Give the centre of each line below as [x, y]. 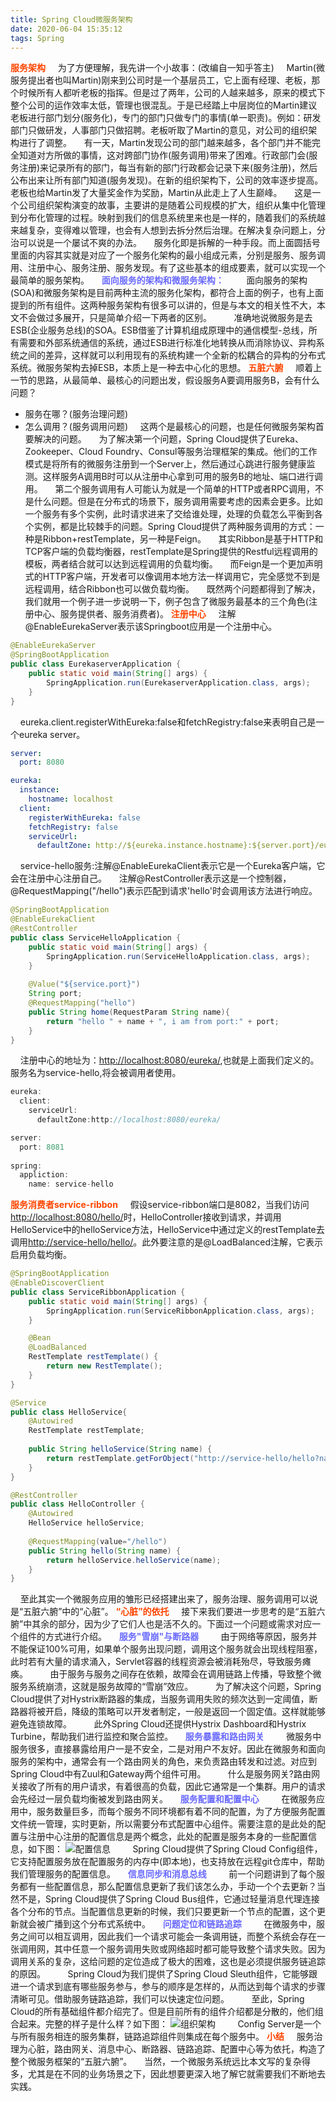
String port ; [55, 994]
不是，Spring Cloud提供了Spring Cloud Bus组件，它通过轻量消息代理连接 [169, 1899]
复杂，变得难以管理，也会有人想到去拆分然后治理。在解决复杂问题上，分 [176, 230]
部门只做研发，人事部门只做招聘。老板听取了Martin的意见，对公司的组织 [159, 130]
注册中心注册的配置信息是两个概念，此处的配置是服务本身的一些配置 [167, 1837]
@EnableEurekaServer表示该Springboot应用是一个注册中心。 [151, 627]
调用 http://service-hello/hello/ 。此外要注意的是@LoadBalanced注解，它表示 [167, 1242]
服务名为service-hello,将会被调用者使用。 [96, 1073]
